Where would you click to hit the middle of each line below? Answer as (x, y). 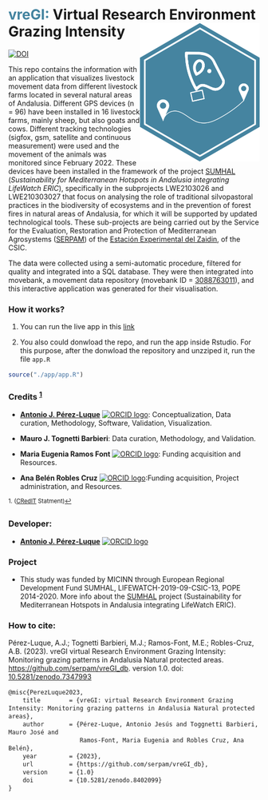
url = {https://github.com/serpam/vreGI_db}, (116, 765)
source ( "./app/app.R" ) (46, 375)
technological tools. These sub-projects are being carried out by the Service (134, 222)
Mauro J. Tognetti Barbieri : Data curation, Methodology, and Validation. (138, 438)
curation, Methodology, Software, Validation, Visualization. (116, 423)
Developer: (30, 523)
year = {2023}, (62, 757)
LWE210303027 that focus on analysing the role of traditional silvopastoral (131, 197)
